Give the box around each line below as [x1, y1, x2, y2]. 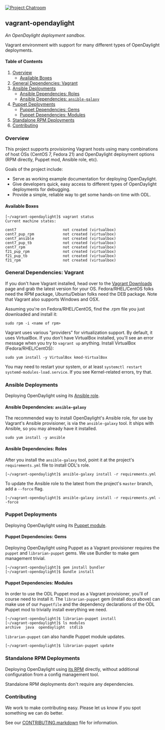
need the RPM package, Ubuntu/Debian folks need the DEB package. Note [5, 291, 158, 297]
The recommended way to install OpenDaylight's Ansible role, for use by [5, 415, 153, 421]
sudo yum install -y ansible [5, 435, 65, 440]
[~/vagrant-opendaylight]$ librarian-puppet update [5, 644, 114, 649]
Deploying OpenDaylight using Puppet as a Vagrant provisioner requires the [5, 545, 160, 551]
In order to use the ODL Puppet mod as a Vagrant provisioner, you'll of [5, 591, 149, 597]
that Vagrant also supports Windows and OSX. [5, 296, 100, 302]
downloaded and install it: [5, 311, 58, 317]
